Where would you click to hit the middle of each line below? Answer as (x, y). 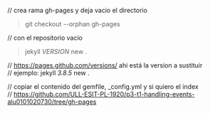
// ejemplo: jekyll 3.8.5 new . (49, 73)
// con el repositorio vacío (45, 38)
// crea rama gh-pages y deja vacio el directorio (78, 10)
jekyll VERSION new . (56, 52)
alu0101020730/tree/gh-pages (52, 102)
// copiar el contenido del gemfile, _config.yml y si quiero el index (103, 87)
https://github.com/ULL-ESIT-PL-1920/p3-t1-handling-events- (104, 94)
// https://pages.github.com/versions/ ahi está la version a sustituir (105, 65)
